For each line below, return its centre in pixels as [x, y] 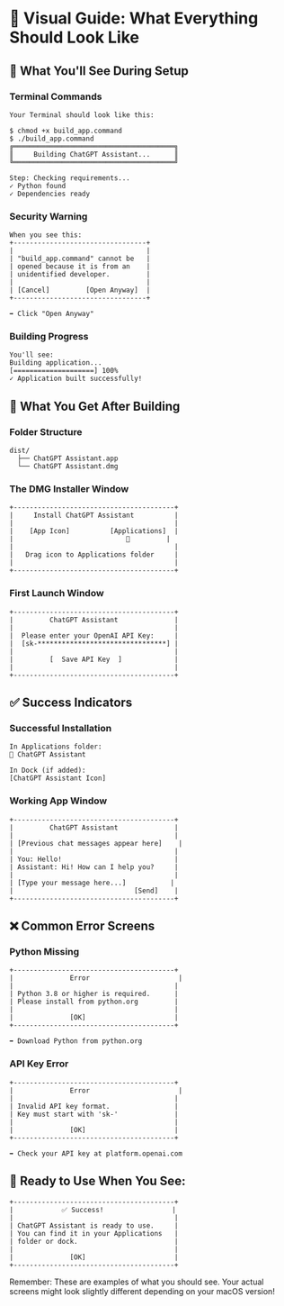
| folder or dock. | [94, 1241]
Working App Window [58, 801]
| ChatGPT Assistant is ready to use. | [94, 1225]
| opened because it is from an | [80, 267]
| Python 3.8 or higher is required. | [94, 994]
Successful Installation [61, 729]
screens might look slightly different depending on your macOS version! [142, 1291]
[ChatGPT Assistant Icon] [58, 778]
